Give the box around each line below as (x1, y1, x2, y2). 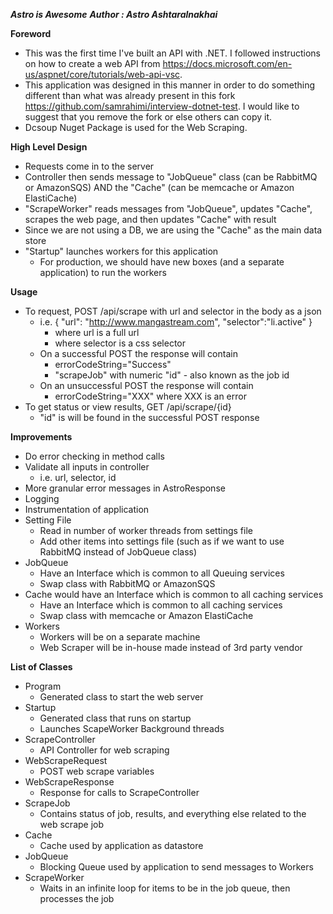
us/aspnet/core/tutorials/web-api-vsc (24, 69, 181, 80)
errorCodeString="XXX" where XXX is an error (54, 390, 247, 402)
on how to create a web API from (24, 58, 161, 69)
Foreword (10, 28, 52, 39)
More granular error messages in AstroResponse (24, 482, 226, 494)
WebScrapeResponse (24, 776, 115, 788)
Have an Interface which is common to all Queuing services (39, 567, 285, 579)
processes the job (39, 893, 115, 904)
